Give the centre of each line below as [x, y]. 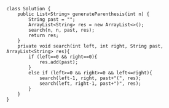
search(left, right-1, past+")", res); [90, 84]
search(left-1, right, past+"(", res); [90, 78]
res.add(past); [59, 62]
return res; [44, 35]
